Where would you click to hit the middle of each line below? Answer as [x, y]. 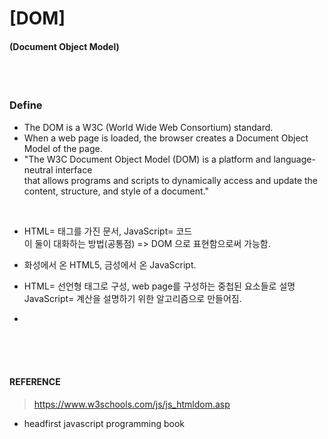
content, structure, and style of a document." [116, 191]
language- [294, 159]
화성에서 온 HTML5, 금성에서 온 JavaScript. [110, 264]
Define [26, 105]
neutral [38, 169]
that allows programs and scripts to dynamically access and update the [171, 180]
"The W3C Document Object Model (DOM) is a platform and [147, 159]
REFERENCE [35, 382]
